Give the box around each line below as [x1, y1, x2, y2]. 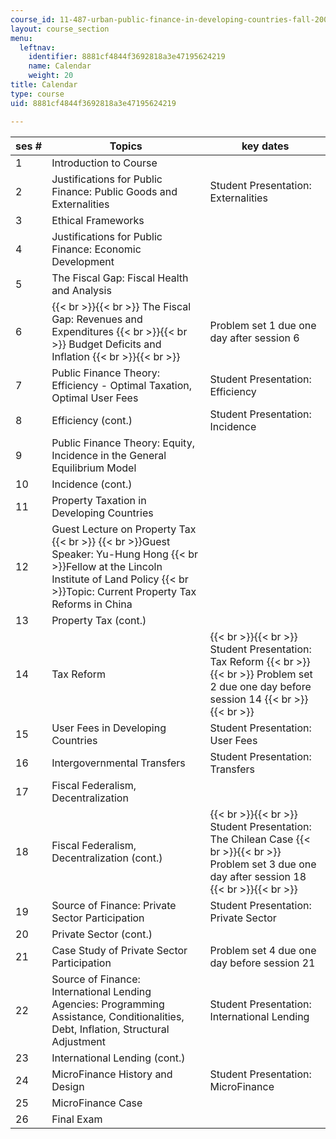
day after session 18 [209, 869, 307, 883]
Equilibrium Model [51, 461, 137, 475]
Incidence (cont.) [51, 477, 133, 491]
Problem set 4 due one [209, 943, 317, 957]
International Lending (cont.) [51, 1051, 186, 1065]
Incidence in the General [51, 448, 167, 462]
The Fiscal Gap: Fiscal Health [51, 271, 189, 285]
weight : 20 [28, 71, 74, 81]
